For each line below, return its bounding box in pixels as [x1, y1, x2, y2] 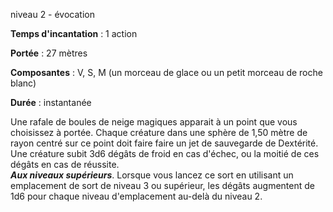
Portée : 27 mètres [10, 47, 88, 59]
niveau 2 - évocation [10, 9, 95, 20]
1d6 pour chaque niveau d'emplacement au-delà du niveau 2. [10, 190, 263, 202]
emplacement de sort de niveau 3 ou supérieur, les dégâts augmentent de [10, 180, 315, 191]
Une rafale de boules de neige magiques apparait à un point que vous [10, 116, 298, 128]
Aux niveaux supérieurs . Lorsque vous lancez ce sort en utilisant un [10, 169, 294, 181]
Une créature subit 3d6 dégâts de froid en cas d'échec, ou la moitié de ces [10, 148, 320, 159]
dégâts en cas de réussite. [10, 159, 120, 170]
